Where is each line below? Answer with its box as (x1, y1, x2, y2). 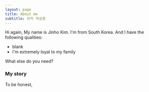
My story (5, 71, 27, 77)
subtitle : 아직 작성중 (5, 16, 46, 21)
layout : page (5, 7, 32, 12)
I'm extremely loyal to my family (12, 49, 76, 55)
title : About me (5, 12, 38, 16)
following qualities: (5, 34, 43, 40)
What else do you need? (5, 59, 53, 64)
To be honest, (5, 81, 33, 87)
